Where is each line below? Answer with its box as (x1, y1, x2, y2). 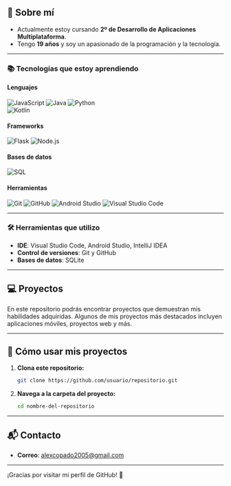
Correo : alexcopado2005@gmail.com (16, 451, 124, 459)
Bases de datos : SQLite (16, 256, 85, 264)
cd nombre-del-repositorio (16, 403, 95, 410)
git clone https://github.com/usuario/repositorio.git (16, 377, 178, 384)
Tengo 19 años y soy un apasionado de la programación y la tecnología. (16, 39, 221, 48)
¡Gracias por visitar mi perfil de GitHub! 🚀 (7, 471, 124, 479)
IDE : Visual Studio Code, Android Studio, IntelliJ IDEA (16, 241, 168, 250)
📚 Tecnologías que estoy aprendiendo (7, 63, 139, 73)
